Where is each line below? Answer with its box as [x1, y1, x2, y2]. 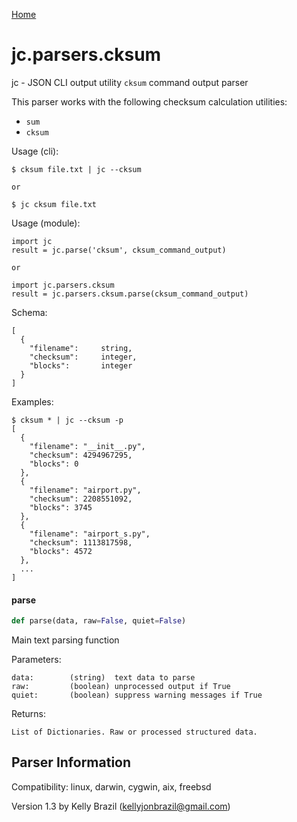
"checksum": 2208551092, [29, 494, 133, 504]
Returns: [11, 708, 47, 720]
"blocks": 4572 [29, 546, 93, 556]
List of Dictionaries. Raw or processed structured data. [11, 727, 258, 738]
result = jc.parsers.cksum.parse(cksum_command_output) [11, 289, 249, 299]
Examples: [11, 395, 54, 408]
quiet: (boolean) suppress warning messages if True [11, 690, 263, 701]
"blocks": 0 [29, 459, 79, 469]
